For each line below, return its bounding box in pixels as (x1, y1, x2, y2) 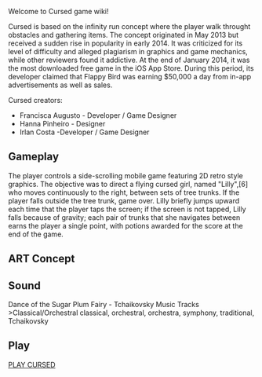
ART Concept (8, 252, 75, 265)
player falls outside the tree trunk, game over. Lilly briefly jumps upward (8, 196, 240, 205)
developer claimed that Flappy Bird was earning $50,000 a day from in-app (8, 72, 252, 81)
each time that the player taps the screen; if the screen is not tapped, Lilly (8, 204, 246, 214)
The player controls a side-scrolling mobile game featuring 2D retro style (8, 170, 243, 180)
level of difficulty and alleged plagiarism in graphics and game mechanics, (8, 47, 249, 56)
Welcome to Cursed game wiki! (8, 7, 109, 16)
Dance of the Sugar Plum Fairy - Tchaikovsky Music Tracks (8, 300, 200, 309)
